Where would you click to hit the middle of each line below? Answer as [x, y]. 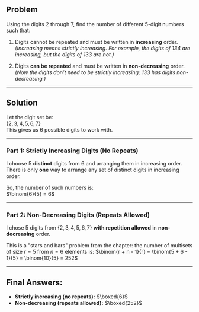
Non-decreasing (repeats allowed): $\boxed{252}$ [78, 303]
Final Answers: [34, 282]
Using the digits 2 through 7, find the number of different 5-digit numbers [95, 24]
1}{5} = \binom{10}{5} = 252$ [42, 258]
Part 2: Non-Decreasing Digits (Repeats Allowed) [78, 215]
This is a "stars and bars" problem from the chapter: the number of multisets [99, 246]
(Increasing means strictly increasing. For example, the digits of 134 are [102, 48]
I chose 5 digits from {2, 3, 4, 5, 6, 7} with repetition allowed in [81, 228]
